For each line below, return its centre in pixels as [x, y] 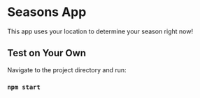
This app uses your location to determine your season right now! [100, 31]
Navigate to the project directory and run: [67, 70]
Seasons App [47, 12]
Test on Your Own [47, 53]
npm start [24, 87]
